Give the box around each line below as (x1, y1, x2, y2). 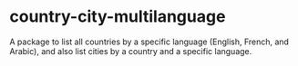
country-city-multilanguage (9, 6, 226, 27)
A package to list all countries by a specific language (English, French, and (9, 36, 290, 47)
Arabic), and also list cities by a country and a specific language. (9, 45, 252, 56)
